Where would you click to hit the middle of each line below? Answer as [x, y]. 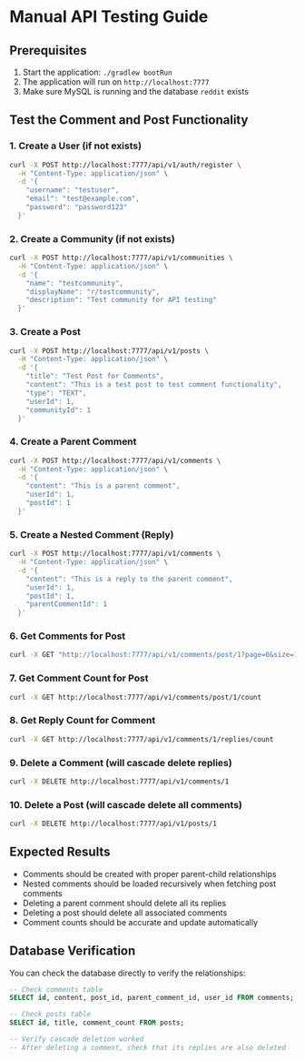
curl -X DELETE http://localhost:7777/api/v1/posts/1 [113, 824]
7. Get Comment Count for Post [79, 678]
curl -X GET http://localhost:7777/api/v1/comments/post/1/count [135, 697]
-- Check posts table [50, 1015]
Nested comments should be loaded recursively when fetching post [149, 884]
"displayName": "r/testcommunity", [93, 292]
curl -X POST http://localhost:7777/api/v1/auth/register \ [126, 165]
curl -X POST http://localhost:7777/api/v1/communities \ [121, 258]
